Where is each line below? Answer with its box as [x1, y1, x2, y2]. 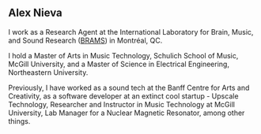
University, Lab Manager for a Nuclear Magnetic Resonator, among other [8, 108, 245, 117]
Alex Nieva [8, 6, 63, 20]
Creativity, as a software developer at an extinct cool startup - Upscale [8, 91, 239, 101]
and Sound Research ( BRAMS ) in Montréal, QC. [8, 35, 163, 45]
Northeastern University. [8, 67, 89, 77]
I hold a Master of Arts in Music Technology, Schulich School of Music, [8, 50, 239, 60]
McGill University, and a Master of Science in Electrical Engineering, [8, 59, 229, 69]
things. [8, 116, 31, 125]
